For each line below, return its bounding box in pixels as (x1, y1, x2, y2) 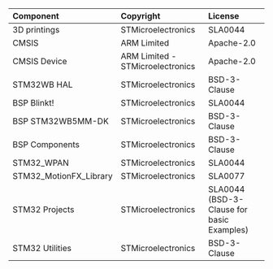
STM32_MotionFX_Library (12, 171, 113, 181)
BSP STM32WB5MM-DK (12, 115, 110, 127)
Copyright (120, 11, 161, 21)
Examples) (208, 224, 249, 235)
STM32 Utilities (12, 243, 71, 254)
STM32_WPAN (12, 158, 69, 168)
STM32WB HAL (12, 79, 73, 90)
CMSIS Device (12, 56, 67, 67)
